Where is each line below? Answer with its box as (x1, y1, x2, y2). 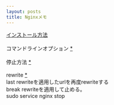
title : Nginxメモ (6, 14, 47, 20)
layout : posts (6, 8, 42, 15)
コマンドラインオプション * (6, 45, 73, 52)
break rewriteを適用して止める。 (6, 86, 83, 93)
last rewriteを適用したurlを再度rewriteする (6, 78, 109, 86)
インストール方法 (6, 31, 48, 38)
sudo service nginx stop (6, 92, 65, 99)
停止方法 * (6, 58, 31, 65)
